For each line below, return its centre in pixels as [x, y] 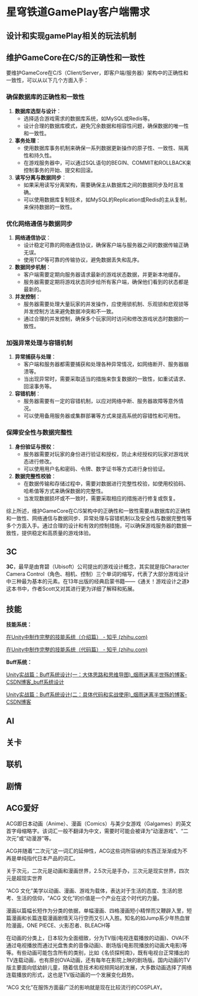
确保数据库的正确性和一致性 [45, 97]
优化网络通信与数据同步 [39, 224]
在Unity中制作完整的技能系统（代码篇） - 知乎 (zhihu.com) [77, 650]
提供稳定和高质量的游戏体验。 [58, 533]
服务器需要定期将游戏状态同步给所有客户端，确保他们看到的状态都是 [106, 281]
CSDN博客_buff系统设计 [35, 682]
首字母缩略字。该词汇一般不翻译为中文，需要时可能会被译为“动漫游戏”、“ [95, 831]
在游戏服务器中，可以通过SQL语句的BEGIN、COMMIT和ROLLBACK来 [107, 162]
